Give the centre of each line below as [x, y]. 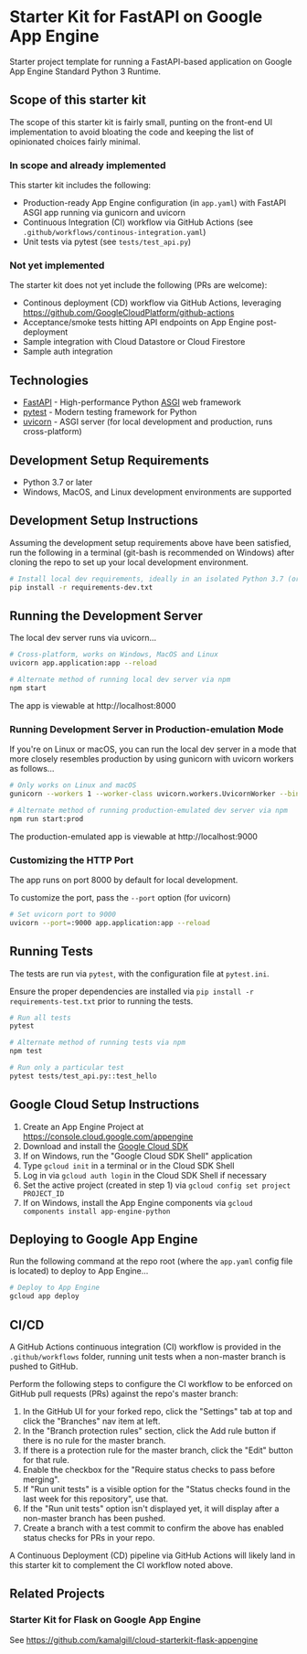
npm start [28, 688]
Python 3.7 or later [58, 482]
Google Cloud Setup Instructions [105, 1105]
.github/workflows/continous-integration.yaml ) [114, 232]
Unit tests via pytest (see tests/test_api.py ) [107, 242]
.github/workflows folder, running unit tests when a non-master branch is [148, 1356]
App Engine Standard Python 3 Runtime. [85, 71]
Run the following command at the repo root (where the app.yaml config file [151, 1261]
